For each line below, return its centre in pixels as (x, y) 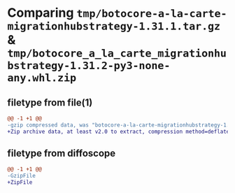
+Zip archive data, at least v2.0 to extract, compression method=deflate (119, 131)
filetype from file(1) (50, 102)
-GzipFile (22, 176)
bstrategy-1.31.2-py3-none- (89, 66)
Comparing (41, 13)
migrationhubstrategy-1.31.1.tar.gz (114, 26)
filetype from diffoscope (62, 153)
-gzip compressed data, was (48, 125)
